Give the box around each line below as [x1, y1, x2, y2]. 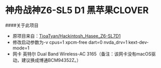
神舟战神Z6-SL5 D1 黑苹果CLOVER [5, 5, 149, 16]
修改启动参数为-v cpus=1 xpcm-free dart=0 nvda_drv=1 [12, 39, 127, 45]
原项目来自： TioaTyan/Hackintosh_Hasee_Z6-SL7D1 [12, 33, 121, 39]
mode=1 [12, 45, 30, 51]
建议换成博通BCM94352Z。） [21, 57, 82, 63]
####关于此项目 [5, 22, 39, 28]
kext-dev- [128, 39, 149, 45]
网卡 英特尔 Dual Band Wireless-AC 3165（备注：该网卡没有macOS [12, 51, 152, 57]
